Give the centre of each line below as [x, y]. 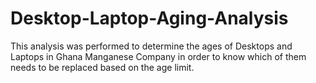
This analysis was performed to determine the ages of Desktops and [151, 46]
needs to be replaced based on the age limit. [102, 67]
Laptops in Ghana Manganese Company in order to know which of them [158, 56]
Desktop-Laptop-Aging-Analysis [149, 18]
